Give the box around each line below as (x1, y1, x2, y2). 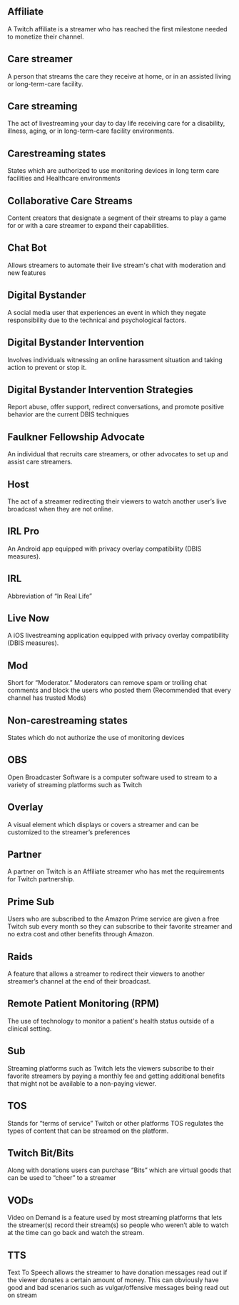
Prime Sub (7, 896, 55, 908)
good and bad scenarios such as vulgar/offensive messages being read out (7, 1283, 230, 1291)
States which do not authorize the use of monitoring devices (7, 734, 185, 741)
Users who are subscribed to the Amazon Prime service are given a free (7, 914, 220, 924)
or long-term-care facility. (7, 79, 83, 88)
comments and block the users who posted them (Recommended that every (7, 686, 231, 695)
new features (7, 268, 46, 277)
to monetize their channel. (7, 32, 84, 41)
